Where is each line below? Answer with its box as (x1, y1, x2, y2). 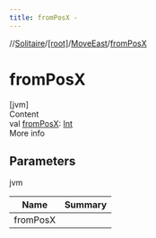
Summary (64, 198, 108, 211)
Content (9, 109, 39, 119)
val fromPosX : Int (9, 118, 74, 128)
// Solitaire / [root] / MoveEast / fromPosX (9, 38, 147, 48)
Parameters (9, 154, 76, 169)
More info (9, 128, 46, 138)
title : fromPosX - (9, 13, 78, 22)
